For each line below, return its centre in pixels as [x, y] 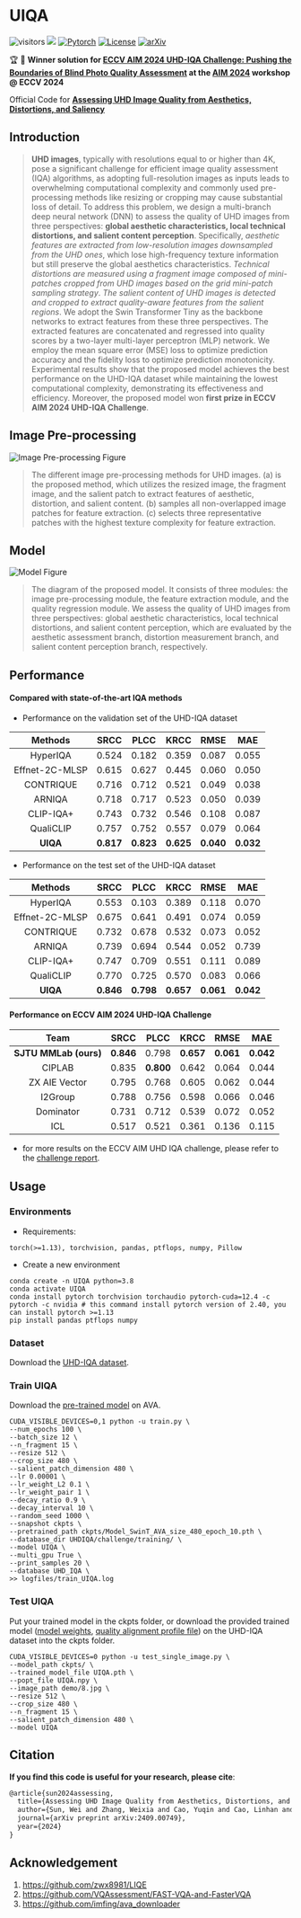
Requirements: [49, 1231]
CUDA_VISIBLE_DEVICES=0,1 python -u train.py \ [100, 1422]
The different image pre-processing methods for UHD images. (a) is [156, 475]
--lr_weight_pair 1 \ [50, 1493]
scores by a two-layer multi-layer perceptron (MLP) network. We [150, 340]
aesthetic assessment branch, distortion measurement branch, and [155, 637]
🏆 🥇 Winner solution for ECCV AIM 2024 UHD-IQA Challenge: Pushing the [150, 59]
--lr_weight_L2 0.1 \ [50, 1485]
